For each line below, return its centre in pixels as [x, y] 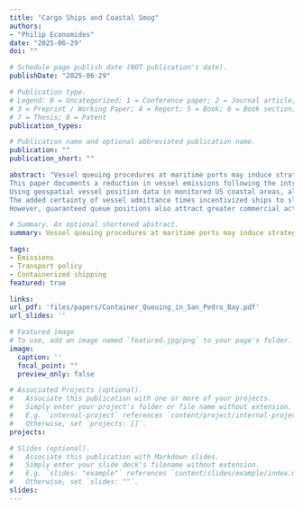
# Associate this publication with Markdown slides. [115, 457]
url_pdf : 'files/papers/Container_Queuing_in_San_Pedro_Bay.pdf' [134, 307]
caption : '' [40, 357]
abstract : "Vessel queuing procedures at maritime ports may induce [141, 175]
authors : [26, 26]
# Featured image [42, 332]
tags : [19, 250]
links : [22, 299]
